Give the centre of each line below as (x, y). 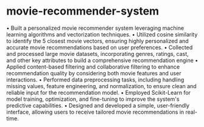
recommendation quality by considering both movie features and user (94, 73)
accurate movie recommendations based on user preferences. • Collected (100, 47)
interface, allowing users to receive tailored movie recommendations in (95, 112)
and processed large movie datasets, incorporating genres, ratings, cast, (97, 53)
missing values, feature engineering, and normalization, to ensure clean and (101, 86)
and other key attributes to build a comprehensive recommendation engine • (102, 60)
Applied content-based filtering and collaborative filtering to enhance (93, 67)
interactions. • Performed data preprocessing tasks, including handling (95, 80)
